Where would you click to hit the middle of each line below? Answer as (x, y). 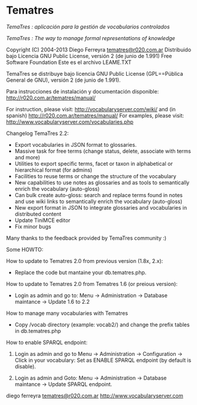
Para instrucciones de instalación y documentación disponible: (83, 91)
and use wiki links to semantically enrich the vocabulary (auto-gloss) (98, 201)
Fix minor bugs (33, 226)
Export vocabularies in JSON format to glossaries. (76, 144)
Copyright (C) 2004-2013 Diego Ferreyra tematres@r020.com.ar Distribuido (98, 49)
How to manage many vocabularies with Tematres (67, 313)
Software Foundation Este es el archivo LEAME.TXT (69, 62)
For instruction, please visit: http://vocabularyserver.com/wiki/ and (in (91, 109)
